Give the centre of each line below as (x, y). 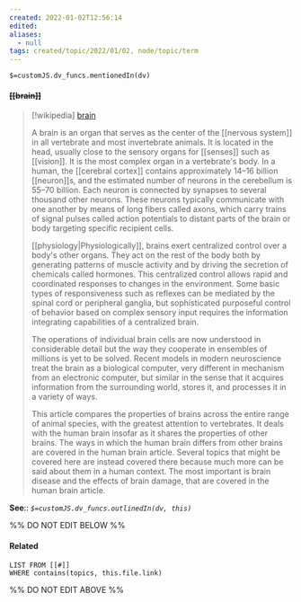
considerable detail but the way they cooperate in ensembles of (149, 349)
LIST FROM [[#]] (40, 565)
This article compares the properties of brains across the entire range (160, 414)
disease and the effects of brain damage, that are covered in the (150, 481)
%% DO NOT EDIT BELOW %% (67, 526)
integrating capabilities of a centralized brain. (115, 322)
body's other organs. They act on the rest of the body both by (146, 255)
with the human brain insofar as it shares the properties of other (150, 433)
